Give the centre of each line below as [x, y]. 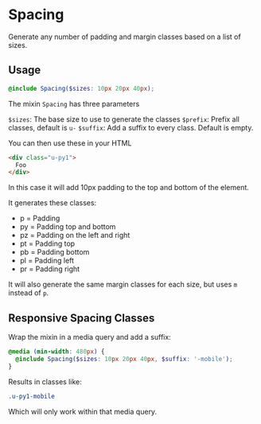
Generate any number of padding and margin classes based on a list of [125, 37]
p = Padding [40, 218]
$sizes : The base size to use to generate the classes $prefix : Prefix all [124, 119]
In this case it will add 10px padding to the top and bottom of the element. [129, 188]
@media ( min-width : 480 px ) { [56, 352]
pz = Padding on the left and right [75, 235]
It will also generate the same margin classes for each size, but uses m [123, 285]
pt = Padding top [47, 243]
